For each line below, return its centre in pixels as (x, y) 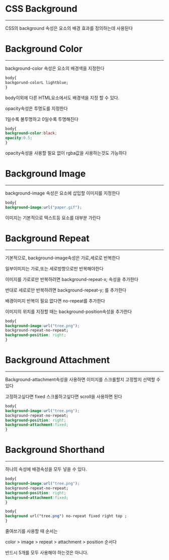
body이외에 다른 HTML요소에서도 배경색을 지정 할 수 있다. (62, 98)
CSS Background (41, 9)
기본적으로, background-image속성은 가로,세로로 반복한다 (63, 258)
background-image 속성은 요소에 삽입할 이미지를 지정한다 (63, 193)
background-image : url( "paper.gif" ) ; (44, 207)
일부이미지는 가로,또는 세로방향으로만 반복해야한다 (55, 268)
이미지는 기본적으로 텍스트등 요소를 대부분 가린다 (53, 217)
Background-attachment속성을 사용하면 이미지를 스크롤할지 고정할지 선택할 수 (83, 379)
